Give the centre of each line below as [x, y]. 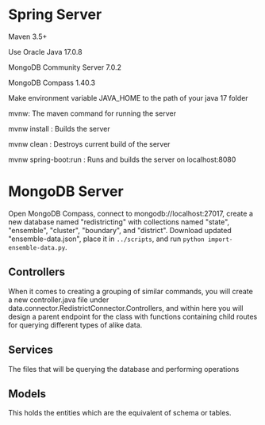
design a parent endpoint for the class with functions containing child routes [133, 316]
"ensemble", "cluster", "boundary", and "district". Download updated [120, 230]
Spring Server [55, 15]
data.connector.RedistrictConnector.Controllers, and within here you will [126, 308]
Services [31, 350]
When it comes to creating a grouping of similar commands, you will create [131, 291]
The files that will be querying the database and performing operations [124, 369]
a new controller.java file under [59, 300]
